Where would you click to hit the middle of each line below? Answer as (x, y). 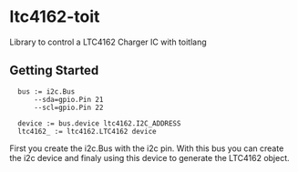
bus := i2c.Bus (46, 91)
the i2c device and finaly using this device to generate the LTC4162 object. (149, 157)
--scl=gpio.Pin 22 (68, 107)
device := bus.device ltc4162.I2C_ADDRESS (99, 123)
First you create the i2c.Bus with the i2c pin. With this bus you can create (147, 148)
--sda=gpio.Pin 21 (68, 99)
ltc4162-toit (55, 17)
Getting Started (54, 71)
